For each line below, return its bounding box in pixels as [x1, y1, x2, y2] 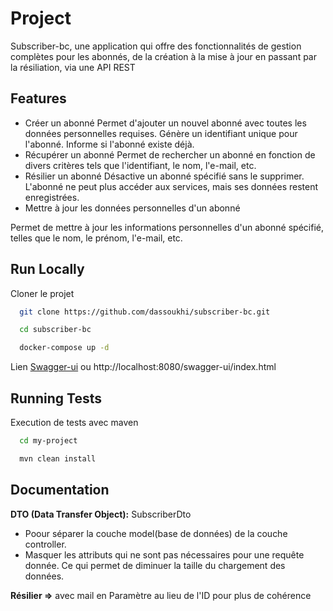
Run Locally [10, 261, 85, 278]
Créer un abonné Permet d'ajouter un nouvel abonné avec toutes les [24, 117, 307, 129]
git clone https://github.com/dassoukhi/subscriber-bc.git [19, 307, 271, 317]
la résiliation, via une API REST [10, 61, 136, 73]
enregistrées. [24, 191, 80, 203]
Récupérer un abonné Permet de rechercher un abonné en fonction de [24, 148, 316, 161]
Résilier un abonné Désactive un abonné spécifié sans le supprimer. [24, 170, 305, 182]
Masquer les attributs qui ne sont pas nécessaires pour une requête [24, 548, 305, 561]
